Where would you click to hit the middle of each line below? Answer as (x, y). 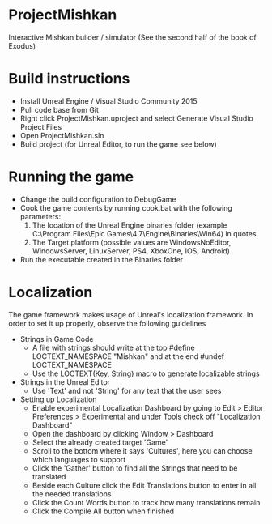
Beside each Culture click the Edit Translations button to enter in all (144, 485)
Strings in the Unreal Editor (65, 381)
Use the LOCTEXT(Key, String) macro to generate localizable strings (146, 373)
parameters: (40, 216)
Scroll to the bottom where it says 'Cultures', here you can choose (142, 450)
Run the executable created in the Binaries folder (102, 259)
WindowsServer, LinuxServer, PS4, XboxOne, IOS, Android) (131, 251)
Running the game (71, 177)
